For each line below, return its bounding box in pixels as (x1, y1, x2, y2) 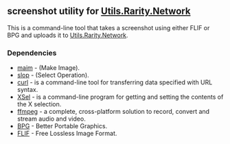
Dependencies (7, 48, 57, 58)
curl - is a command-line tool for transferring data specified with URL (16, 78, 213, 86)
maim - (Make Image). (16, 64, 80, 72)
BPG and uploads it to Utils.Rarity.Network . (7, 31, 128, 39)
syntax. (16, 86, 38, 94)
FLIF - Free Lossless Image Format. (16, 130, 117, 138)
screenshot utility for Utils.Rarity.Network (7, 5, 191, 17)
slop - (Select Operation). (16, 71, 89, 80)
